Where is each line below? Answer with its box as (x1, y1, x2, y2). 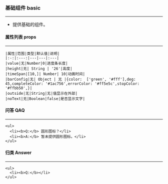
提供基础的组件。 (12, 22, 48, 28)
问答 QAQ (5, 107, 25, 113)
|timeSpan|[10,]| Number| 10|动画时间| (5, 71, 85, 76)
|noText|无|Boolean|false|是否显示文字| (5, 96, 85, 101)
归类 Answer (5, 149, 32, 156)
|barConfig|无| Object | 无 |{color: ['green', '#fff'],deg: (5, 77, 136, 82)
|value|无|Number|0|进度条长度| (5, 61, 68, 66)
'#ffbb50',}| (5, 85, 32, 91)
